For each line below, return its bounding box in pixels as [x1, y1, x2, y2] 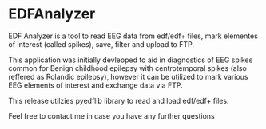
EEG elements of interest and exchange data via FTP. [8, 80, 183, 90]
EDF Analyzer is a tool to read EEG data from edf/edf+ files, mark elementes [8, 31, 258, 41]
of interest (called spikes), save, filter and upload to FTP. [8, 39, 194, 49]
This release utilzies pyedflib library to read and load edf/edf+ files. [8, 96, 229, 105]
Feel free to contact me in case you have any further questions [8, 111, 215, 120]
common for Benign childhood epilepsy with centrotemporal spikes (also [8, 63, 248, 72]
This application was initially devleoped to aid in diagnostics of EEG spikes [8, 55, 253, 64]
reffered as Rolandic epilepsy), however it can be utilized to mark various [8, 72, 248, 81]
